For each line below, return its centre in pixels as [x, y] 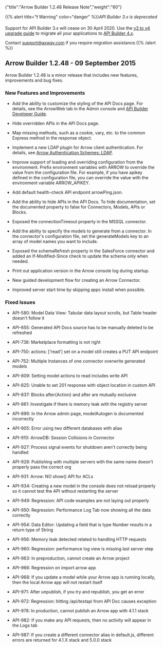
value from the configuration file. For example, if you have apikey [77, 172]
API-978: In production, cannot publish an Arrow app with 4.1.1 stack [80, 611]
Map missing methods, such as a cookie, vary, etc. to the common [79, 133]
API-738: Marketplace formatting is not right [56, 342]
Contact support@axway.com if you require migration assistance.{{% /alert [81, 43]
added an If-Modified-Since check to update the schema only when [80, 256]
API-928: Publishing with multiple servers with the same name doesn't [82, 462]
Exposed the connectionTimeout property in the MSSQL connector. [79, 222]
